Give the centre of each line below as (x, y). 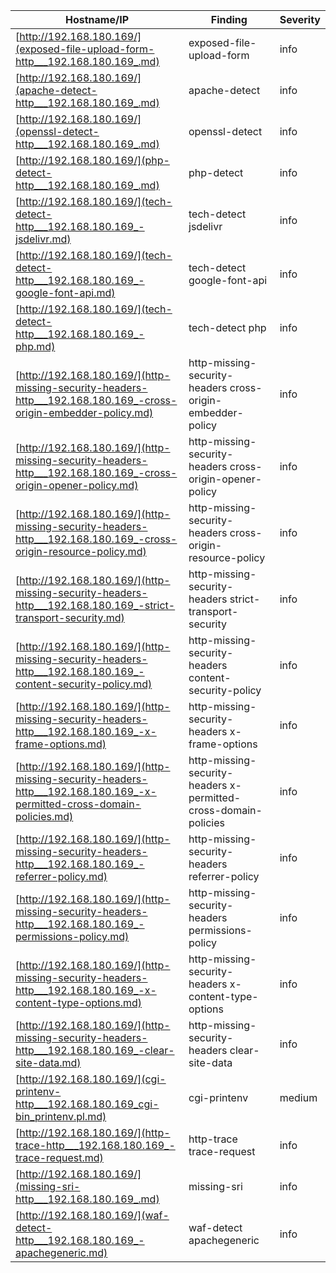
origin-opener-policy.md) (77, 485)
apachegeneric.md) (61, 1252)
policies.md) (44, 816)
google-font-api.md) (65, 292)
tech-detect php (227, 327)
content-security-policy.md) (84, 684)
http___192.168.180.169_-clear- (95, 1050)
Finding (229, 19)
